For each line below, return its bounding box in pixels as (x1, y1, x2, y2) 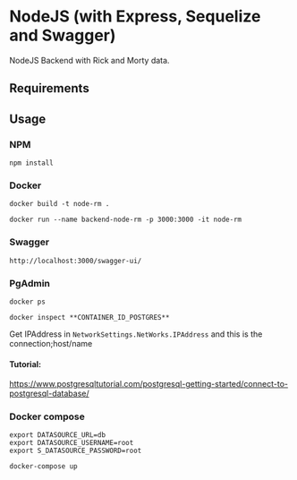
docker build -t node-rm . (9, 200, 110, 209)
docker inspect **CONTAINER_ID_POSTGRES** (9, 313, 170, 321)
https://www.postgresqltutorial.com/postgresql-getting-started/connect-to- (9, 379, 289, 390)
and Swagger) (9, 25, 116, 46)
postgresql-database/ (9, 388, 89, 399)
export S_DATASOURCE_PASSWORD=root (9, 446, 142, 456)
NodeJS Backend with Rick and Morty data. (9, 55, 170, 65)
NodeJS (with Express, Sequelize (9, 6, 261, 27)
